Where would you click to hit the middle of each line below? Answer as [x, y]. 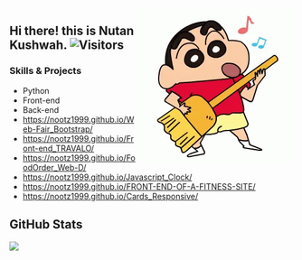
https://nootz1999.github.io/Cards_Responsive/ [110, 196]
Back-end [41, 109]
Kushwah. [38, 46]
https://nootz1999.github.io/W [78, 119]
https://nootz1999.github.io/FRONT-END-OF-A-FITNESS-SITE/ [139, 186]
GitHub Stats [46, 224]
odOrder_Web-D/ [54, 167]
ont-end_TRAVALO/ [58, 148]
